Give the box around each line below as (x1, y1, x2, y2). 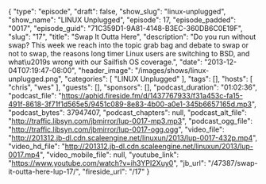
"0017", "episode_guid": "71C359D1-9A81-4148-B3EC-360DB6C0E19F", (8, 24, 244, 33)
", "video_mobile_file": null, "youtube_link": (39, 150, 179, 159)
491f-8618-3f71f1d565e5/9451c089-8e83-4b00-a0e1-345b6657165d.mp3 (8, 99, 253, 109)
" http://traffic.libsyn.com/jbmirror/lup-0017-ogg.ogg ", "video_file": (8, 125, 225, 134)
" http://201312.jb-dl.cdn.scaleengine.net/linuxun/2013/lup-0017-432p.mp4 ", (8, 133, 258, 142)
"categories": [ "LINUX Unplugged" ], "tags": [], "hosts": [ (64, 75, 253, 83)
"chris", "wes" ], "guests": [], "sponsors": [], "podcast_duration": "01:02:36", (8, 82, 258, 92)
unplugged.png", (8, 75, 64, 83)
